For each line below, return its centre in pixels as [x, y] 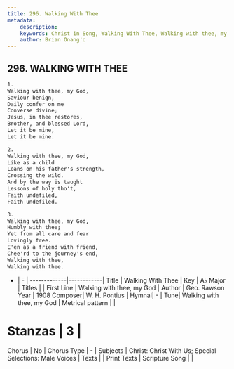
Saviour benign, [31, 98]
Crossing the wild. [36, 176]
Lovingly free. [29, 241]
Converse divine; [33, 111]
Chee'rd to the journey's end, [53, 254]
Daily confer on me [36, 104]
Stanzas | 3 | [44, 331]
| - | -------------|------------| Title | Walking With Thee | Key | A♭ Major [121, 280]
